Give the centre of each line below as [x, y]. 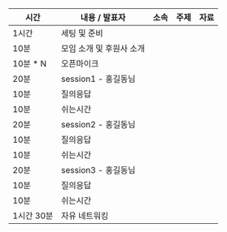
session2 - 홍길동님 [98, 125]
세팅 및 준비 [82, 33]
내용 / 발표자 [103, 17]
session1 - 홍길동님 [98, 79]
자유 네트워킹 [85, 216]
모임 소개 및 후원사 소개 [103, 48]
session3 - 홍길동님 [98, 170]
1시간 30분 [33, 216]
